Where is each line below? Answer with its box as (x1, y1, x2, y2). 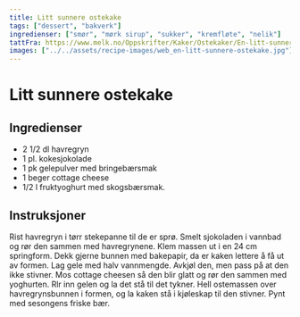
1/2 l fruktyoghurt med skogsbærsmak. (21, 182, 165, 193)
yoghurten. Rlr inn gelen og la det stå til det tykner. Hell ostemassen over (9, 279, 277, 289)
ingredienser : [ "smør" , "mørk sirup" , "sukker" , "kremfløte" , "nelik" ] (9, 29, 281, 38)
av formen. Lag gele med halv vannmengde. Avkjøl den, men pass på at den (9, 260, 289, 271)
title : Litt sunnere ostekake (9, 13, 122, 22)
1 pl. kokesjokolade (21, 154, 92, 164)
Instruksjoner (9, 207, 87, 223)
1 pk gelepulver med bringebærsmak (21, 163, 158, 174)
